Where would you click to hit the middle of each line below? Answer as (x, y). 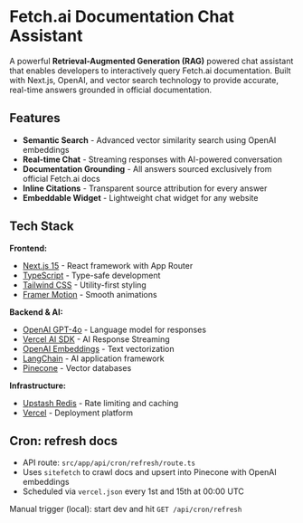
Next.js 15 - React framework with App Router (108, 265)
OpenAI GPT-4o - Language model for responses (114, 329)
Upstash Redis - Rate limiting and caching (100, 403)
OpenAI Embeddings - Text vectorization (98, 348)
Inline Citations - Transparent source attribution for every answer (145, 188)
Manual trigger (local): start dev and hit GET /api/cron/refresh (126, 509)
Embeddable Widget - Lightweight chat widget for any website (140, 197)
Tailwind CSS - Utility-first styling (84, 285)
